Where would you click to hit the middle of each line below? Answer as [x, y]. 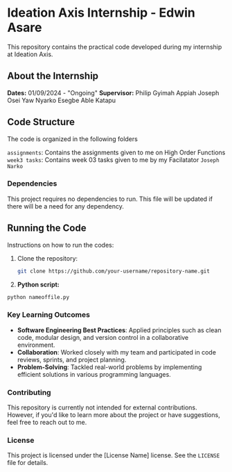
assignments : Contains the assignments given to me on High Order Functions [116, 152]
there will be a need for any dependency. [66, 206]
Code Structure [41, 122]
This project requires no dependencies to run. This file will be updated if [110, 199]
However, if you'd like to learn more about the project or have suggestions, [114, 415]
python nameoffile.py [38, 297]
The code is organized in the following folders [73, 139]
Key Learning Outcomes [48, 315]
